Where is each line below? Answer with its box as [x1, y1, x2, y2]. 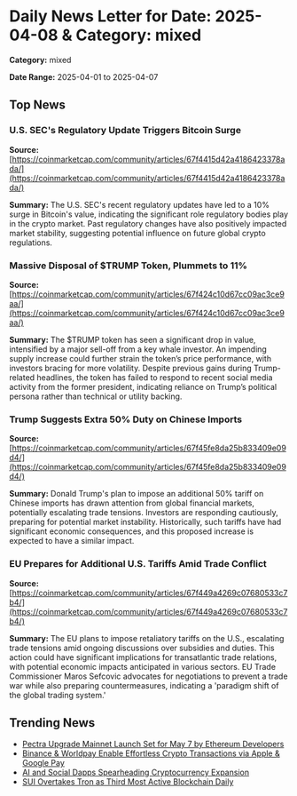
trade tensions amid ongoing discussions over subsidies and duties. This [9, 642, 275, 653]
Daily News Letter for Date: [9, 6, 212, 27]
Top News [9, 98, 66, 113]
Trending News [9, 715, 96, 730]
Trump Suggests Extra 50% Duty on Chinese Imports [9, 413, 242, 426]
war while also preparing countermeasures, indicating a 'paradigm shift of [9, 680, 279, 690]
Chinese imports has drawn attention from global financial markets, [9, 497, 255, 508]
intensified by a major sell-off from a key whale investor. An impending [9, 344, 268, 354]
